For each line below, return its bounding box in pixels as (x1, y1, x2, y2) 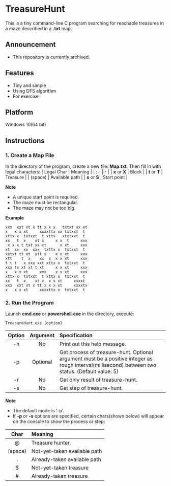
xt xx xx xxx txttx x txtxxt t (5, 247, 85, 252)
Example (5, 215, 24, 221)
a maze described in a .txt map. (5, 25, 72, 31)
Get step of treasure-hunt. (59, 385, 123, 392)
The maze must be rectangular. (12, 200, 78, 206)
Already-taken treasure (31, 473, 88, 480)
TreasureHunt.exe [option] (5, 321, 63, 326)
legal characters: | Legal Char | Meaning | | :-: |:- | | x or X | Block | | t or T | (5, 169, 163, 175)
